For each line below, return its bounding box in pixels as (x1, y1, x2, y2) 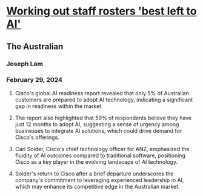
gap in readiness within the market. (15, 102, 103, 110)
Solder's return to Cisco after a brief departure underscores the (15, 170, 174, 177)
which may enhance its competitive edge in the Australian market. (15, 183, 180, 190)
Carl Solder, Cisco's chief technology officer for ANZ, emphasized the (15, 145, 190, 152)
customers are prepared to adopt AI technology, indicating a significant (15, 96, 193, 103)
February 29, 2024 (6, 76, 62, 84)
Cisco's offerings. (15, 133, 59, 141)
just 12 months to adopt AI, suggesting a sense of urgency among (15, 120, 179, 128)
